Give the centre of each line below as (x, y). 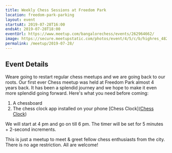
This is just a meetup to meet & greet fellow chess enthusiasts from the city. (85, 139)
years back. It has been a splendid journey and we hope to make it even (81, 87)
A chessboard (27, 103)
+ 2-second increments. (31, 129)
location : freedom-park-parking (40, 15)
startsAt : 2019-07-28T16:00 (35, 24)
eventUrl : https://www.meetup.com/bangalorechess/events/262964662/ (80, 34)
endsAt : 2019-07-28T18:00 (33, 29)
